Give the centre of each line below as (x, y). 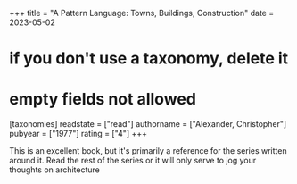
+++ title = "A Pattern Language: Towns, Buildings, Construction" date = (142, 13)
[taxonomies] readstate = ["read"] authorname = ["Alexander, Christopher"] (148, 124)
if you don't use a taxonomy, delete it (149, 59)
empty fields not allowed (103, 100)
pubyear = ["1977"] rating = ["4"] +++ (78, 134)
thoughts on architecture (54, 170)
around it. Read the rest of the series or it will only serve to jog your (133, 161)
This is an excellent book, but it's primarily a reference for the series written (148, 151)
